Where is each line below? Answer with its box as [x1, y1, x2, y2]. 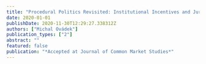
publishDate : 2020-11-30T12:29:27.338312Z [6, 20, 116, 26]
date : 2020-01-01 [6, 15, 51, 21]
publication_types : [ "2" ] [6, 32, 72, 38]
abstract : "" [6, 37, 40, 43]
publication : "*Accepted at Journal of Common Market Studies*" [6, 49, 174, 55]
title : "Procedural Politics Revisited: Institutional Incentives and [6, 9, 191, 15]
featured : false [6, 43, 48, 49]
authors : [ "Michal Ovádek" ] [6, 26, 78, 32]
